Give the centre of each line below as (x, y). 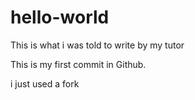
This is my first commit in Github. (78, 64)
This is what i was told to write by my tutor (97, 45)
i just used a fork (45, 83)
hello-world (60, 17)
